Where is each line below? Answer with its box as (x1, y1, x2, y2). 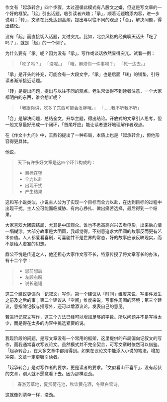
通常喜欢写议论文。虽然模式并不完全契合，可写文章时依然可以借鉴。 (22, 341, 162, 347)
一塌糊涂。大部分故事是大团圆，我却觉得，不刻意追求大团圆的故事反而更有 (5, 228, 158, 234)
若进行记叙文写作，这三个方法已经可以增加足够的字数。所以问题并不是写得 (5, 314, 158, 320)
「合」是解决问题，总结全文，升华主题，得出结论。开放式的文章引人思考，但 (5, 116, 162, 121)
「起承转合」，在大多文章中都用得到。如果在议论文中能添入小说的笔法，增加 (5, 348, 160, 353)
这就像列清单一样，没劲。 (5, 392, 58, 398)
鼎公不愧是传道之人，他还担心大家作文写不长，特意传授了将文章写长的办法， (5, 251, 162, 257)
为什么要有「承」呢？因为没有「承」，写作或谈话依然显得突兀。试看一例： (5, 50, 156, 56)
